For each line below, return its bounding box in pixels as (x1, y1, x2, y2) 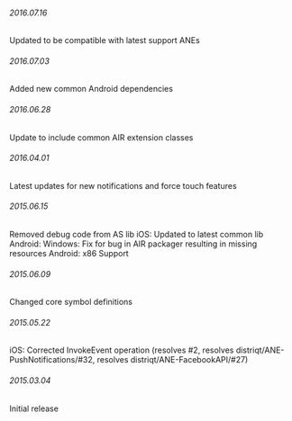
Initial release (9, 403, 59, 414)
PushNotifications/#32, (9, 354, 96, 365)
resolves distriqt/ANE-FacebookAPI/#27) (96, 354, 249, 365)
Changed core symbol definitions (9, 297, 133, 308)
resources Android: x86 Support (9, 248, 129, 259)
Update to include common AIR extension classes (9, 131, 194, 143)
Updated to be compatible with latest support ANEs (9, 35, 200, 46)
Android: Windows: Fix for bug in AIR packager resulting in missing (9, 238, 258, 249)
